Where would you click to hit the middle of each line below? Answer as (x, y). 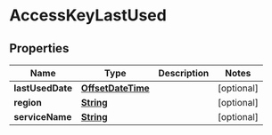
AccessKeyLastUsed (88, 16)
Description (184, 73)
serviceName (43, 117)
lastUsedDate (43, 88)
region (28, 103)
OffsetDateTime (115, 88)
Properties (39, 48)
